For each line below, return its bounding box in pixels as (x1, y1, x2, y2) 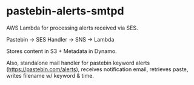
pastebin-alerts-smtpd (6, 4, 124, 18)
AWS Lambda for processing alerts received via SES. (6, 24, 138, 31)
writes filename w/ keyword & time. (6, 72, 94, 79)
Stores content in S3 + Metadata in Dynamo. (6, 47, 117, 55)
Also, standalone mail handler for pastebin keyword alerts (6, 59, 150, 66)
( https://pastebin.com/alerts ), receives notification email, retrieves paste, (6, 65, 189, 73)
